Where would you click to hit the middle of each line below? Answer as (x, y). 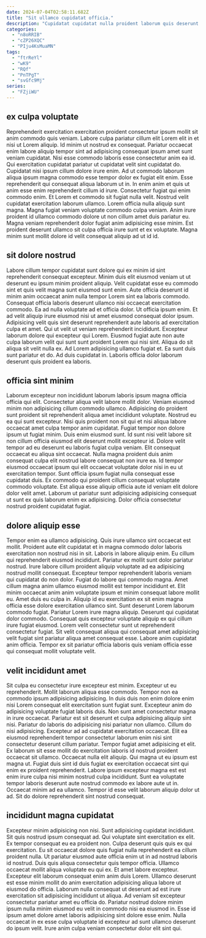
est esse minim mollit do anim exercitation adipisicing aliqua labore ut (94, 882)
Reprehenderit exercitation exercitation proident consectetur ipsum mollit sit (102, 131)
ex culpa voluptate (43, 117)
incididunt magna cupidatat (60, 816)
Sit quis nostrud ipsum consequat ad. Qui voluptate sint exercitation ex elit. (101, 837)
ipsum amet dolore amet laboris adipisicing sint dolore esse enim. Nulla (96, 915)
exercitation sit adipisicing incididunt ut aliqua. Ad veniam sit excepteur (96, 895)
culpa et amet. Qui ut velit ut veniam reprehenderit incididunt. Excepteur (97, 328)
